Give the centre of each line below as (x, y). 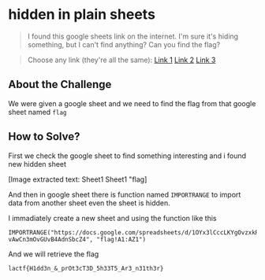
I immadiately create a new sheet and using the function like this (112, 218)
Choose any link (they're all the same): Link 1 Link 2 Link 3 (121, 60)
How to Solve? (44, 136)
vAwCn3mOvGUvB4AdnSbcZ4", (50, 239)
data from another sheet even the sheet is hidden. (90, 203)
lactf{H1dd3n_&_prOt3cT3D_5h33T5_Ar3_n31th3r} (86, 268)
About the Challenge (60, 85)
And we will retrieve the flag (54, 254)
